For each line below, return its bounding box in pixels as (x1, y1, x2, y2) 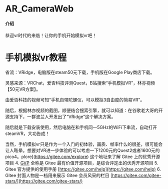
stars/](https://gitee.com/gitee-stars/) (5, 178, 83, 184)
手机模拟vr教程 (5, 52, 67, 63)
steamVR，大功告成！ (5, 130, 50, 136)
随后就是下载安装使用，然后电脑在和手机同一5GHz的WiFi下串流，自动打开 (5, 124, 157, 130)
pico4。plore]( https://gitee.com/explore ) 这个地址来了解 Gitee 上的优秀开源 (5, 153, 160, 160)
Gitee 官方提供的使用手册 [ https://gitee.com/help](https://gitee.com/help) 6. (5, 166, 161, 172)
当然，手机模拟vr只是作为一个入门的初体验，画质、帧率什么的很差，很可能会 (5, 141, 163, 147)
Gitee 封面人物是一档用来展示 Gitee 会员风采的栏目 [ (5, 172, 112, 178)
